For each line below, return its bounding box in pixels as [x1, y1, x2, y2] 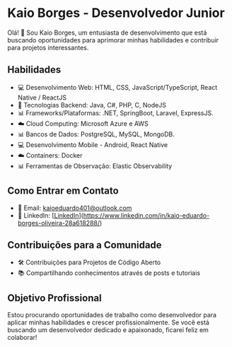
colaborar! [7, 334, 37, 342]
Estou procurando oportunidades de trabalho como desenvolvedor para [7, 311, 217, 319]
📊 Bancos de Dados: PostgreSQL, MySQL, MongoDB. [17, 129, 175, 139]
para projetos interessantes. [7, 43, 89, 52]
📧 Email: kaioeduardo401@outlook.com [17, 204, 132, 212]
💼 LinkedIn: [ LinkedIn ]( [17, 211, 83, 220]
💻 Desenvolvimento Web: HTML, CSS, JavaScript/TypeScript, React [17, 83, 218, 91]
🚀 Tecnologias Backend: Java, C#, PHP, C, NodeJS [17, 100, 166, 109]
